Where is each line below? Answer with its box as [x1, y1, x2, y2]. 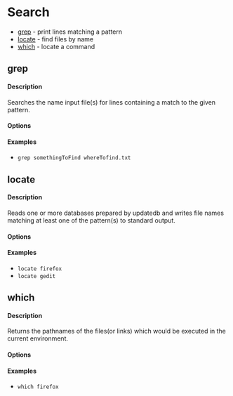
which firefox [17, 383, 59, 390]
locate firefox [17, 265, 62, 272]
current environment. [7, 334, 69, 343]
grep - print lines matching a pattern [17, 27, 123, 36]
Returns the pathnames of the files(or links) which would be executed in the [7, 327, 227, 336]
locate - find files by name [17, 34, 93, 43]
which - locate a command [17, 42, 95, 51]
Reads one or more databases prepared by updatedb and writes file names [7, 209, 225, 217]
